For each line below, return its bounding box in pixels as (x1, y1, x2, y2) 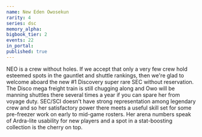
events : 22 (6, 37, 34, 43)
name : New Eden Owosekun (6, 9, 69, 15)
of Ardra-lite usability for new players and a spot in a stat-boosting (6, 117, 173, 124)
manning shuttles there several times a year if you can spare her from (6, 91, 180, 98)
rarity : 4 (6, 15, 32, 21)
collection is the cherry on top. (6, 123, 83, 131)
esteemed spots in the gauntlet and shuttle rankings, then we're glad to (6, 71, 184, 79)
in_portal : (6, 43, 34, 49)
